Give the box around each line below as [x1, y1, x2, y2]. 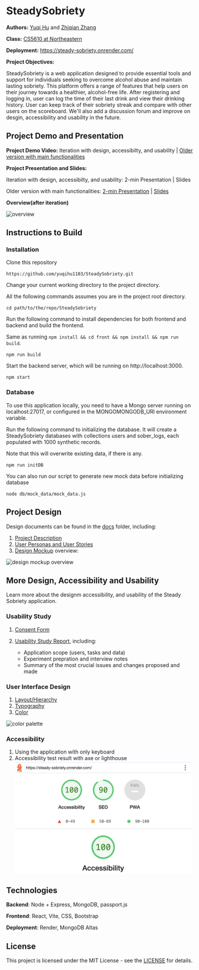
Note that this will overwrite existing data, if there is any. [6, 449, 143, 457]
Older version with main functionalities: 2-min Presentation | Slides [6, 187, 169, 194]
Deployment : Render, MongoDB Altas [6, 924, 98, 931]
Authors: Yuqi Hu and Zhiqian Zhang [6, 24, 97, 31]
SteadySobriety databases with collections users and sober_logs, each [6, 432, 179, 439]
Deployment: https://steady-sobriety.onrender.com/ [6, 46, 134, 54]
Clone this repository [6, 259, 57, 266]
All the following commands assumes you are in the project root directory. [6, 293, 187, 300]
